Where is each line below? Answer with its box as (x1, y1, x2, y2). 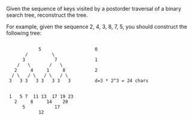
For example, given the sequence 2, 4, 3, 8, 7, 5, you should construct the (6, 23, 188, 30)
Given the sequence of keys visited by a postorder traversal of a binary (6, 5, 182, 12)
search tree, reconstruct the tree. (6, 11, 88, 19)
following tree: (6, 29, 42, 37)
